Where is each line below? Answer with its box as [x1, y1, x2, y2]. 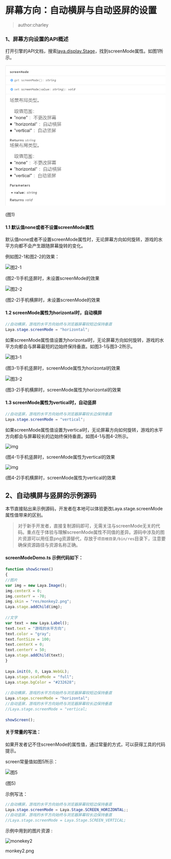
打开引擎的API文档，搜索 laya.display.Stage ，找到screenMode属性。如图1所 [5, 48, 164, 54]
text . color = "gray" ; [5, 631, 51, 636]
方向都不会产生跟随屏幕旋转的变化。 [9, 243, 85, 249]
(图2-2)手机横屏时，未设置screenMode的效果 [5, 297, 101, 303]
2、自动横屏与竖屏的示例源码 [5, 491, 97, 500]
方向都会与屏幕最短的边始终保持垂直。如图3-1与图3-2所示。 [9, 344, 135, 350]
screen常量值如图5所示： [5, 758, 59, 765]
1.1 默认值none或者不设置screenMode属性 [5, 224, 94, 230]
